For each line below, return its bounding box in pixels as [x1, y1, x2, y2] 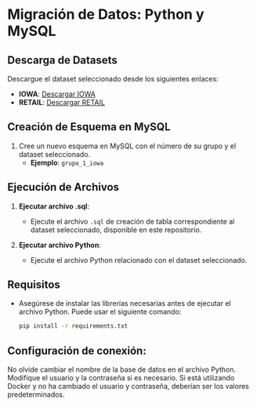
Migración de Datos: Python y [7, 5, 205, 24]
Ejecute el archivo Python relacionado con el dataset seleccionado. [30, 255, 248, 264]
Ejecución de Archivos [7, 180, 119, 194]
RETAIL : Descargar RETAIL [18, 98, 105, 107]
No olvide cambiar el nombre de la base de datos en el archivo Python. [7, 365, 237, 374]
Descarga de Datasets [7, 53, 118, 67]
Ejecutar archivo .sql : [18, 202, 90, 211]
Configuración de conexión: [7, 343, 147, 358]
